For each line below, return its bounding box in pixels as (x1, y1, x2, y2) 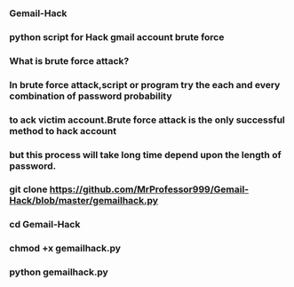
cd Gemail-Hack (9, 219, 81, 231)
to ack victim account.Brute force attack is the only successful (9, 114, 286, 126)
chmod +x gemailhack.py (9, 243, 122, 255)
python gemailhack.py (9, 266, 108, 278)
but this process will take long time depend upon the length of (9, 148, 282, 161)
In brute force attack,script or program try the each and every (9, 78, 281, 91)
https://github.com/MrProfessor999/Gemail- (49, 183, 250, 195)
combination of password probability (9, 90, 172, 102)
